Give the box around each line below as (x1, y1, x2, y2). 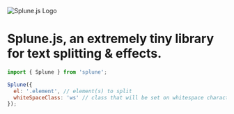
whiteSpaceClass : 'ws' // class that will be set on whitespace (13, 94, 204, 101)
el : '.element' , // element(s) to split (13, 88, 132, 95)
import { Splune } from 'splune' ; (7, 68, 108, 76)
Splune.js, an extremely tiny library (7, 31, 214, 47)
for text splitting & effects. (7, 46, 162, 62)
